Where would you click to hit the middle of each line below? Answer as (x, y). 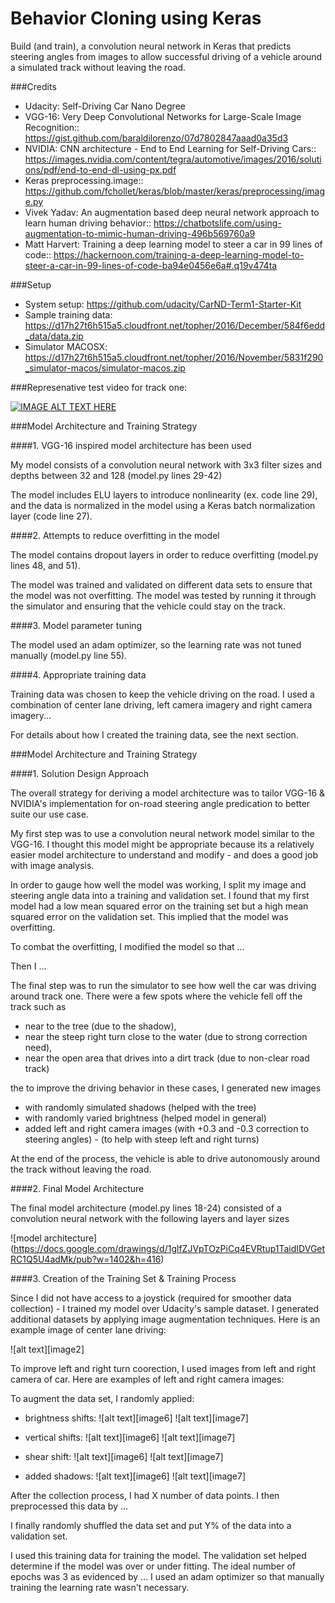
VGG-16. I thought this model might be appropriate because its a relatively (162, 844)
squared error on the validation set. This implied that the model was (149, 916)
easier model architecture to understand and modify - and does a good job (164, 854)
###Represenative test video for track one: (99, 387)
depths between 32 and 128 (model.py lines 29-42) (116, 475)
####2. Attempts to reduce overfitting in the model (115, 535)
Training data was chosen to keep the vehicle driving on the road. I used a (162, 694)
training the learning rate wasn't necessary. (100, 1587)
